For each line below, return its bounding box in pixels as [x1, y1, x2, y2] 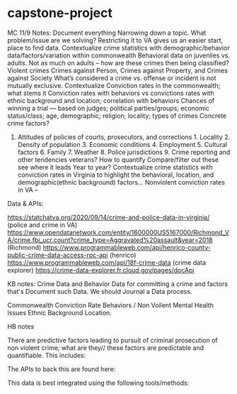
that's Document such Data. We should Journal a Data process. [7, 287, 192, 295]
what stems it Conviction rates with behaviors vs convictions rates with [7, 89, 214, 97]
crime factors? [7, 119, 50, 127]
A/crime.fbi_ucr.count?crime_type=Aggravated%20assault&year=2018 [7, 236, 213, 244]
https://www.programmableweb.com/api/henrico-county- [42, 243, 211, 251]
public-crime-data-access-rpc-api [7, 251, 108, 259]
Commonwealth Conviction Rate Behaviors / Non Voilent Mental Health [7, 300, 214, 310]
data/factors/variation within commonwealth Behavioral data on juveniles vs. [7, 51, 231, 60]
